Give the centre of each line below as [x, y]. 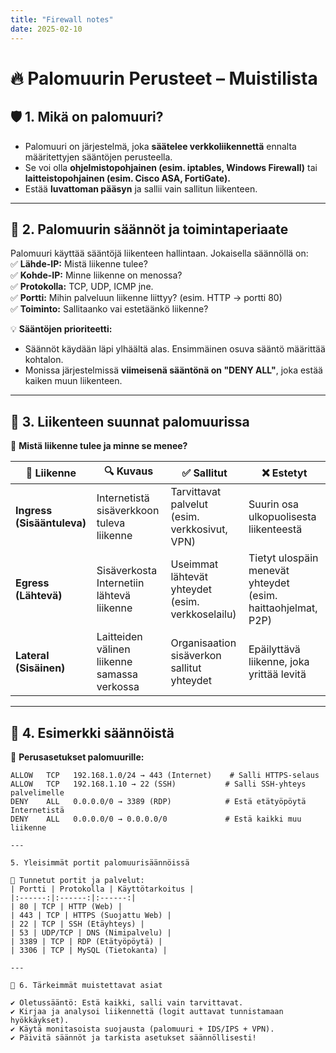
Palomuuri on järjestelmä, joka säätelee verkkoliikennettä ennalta [160, 146]
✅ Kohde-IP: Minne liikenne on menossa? [96, 275]
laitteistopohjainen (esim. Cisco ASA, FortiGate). [127, 178]
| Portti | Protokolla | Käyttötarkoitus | [102, 889]
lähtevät [189, 577]
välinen [113, 649]
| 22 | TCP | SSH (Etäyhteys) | [77, 924]
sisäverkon [196, 656]
